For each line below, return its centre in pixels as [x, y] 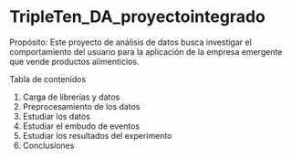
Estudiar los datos [57, 116]
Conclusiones [48, 145]
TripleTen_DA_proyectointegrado [138, 17]
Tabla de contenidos [48, 79]
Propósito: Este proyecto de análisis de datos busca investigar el [131, 42]
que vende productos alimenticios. [74, 61]
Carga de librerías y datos [71, 97]
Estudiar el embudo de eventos [81, 126]
